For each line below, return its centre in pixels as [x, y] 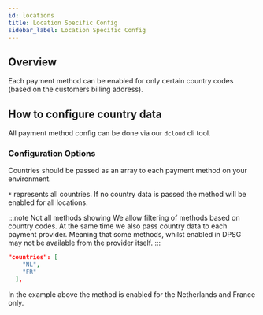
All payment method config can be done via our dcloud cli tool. [109, 133]
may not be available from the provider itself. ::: [85, 243]
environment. [30, 179]
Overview [33, 62]
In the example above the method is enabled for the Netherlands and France [132, 294]
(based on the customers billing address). [76, 89]
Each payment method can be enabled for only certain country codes [121, 81]
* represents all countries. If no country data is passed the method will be [127, 195]
